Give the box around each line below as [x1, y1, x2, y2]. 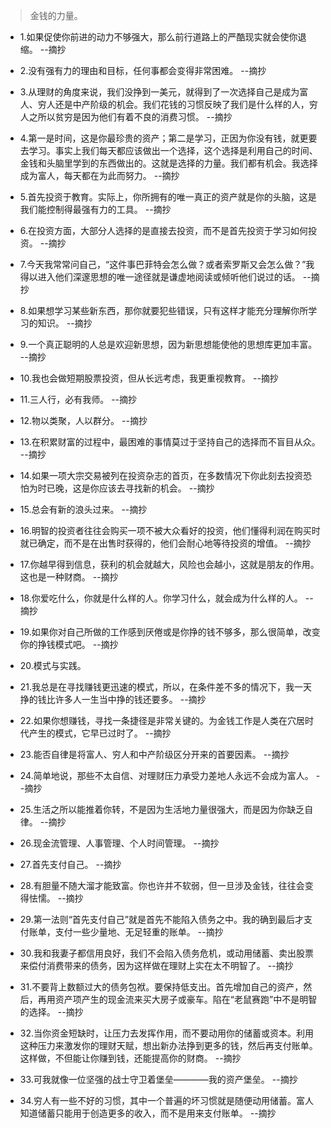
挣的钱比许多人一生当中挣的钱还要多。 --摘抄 [19, 694, 207, 705]
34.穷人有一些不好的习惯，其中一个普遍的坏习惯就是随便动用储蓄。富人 [19, 1095, 315, 1106]
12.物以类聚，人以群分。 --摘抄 [19, 415, 148, 426]
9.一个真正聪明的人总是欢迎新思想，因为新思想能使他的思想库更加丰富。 [19, 339, 318, 350]
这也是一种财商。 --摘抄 [19, 571, 119, 583]
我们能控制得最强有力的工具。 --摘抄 [19, 204, 172, 215]
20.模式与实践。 [19, 660, 87, 671]
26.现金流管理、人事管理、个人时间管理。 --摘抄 [19, 837, 220, 849]
